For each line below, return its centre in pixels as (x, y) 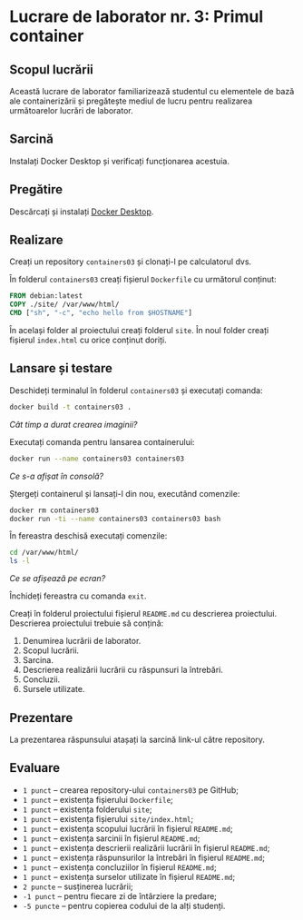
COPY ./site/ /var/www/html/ (64, 305)
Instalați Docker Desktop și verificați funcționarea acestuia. (119, 161)
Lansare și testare (61, 368)
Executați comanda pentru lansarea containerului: (102, 441)
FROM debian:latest (46, 296)
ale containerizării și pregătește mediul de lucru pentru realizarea (131, 101)
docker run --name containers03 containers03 (97, 459)
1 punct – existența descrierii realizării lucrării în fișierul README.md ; (146, 847)
